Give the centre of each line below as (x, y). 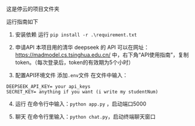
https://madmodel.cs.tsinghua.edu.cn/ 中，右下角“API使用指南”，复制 (102, 55)
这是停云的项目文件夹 (33, 9)
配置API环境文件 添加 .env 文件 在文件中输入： (71, 75)
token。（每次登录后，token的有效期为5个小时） (74, 62)
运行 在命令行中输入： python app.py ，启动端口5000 (81, 104)
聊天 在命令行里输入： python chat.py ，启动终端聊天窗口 (85, 117)
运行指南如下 (22, 22)
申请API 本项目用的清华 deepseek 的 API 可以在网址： (82, 47)
